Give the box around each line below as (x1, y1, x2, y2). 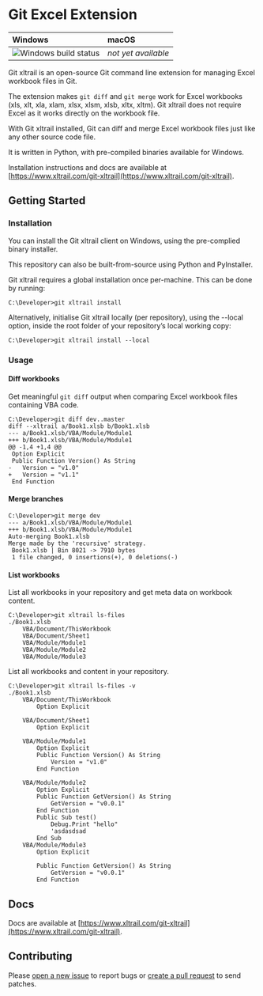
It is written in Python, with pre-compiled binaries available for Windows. (8, 147, 245, 157)
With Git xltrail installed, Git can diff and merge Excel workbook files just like (8, 123, 256, 133)
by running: (8, 283, 46, 293)
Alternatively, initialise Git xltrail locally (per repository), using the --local (8, 312, 243, 322)
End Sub (36, 835, 62, 843)
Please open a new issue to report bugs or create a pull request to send (8, 971, 241, 980)
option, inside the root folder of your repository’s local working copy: (8, 320, 231, 330)
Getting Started (8, 194, 86, 207)
